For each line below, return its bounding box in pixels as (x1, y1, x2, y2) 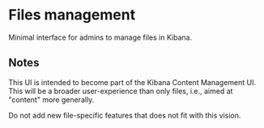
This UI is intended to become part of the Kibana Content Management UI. (8, 77, 257, 87)
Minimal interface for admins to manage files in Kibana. (8, 32, 193, 42)
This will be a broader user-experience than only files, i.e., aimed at (8, 86, 233, 96)
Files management (8, 6, 136, 24)
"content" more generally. (8, 95, 95, 105)
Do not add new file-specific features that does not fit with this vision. (8, 110, 241, 120)
